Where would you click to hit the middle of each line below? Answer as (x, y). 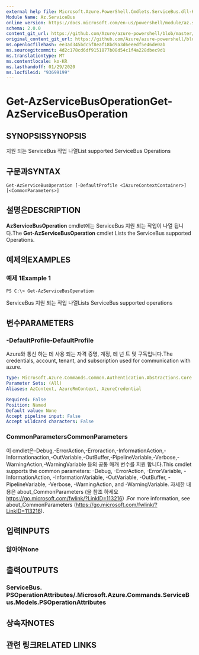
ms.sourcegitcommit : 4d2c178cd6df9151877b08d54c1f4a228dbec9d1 (86, 50)
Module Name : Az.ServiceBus (41, 17)
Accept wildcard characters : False (50, 421)
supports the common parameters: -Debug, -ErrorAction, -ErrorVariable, (94, 471)
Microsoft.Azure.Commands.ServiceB (133, 595)
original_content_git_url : (39, 39)
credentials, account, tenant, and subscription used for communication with (98, 361)
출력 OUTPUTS (32, 571)
